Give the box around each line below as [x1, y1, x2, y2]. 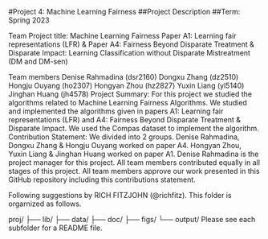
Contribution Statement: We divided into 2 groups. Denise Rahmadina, [8, 132, 240, 142]
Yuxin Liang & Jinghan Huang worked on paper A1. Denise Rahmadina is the [8, 149, 259, 159]
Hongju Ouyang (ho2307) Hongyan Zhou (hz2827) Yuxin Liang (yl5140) [8, 80, 245, 90]
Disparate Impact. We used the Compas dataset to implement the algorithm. [8, 124, 259, 133]
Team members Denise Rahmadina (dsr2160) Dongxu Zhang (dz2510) [8, 72, 239, 81]
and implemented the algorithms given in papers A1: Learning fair [8, 106, 224, 116]
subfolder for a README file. [8, 223, 103, 233]
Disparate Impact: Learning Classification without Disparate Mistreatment [8, 48, 251, 57]
